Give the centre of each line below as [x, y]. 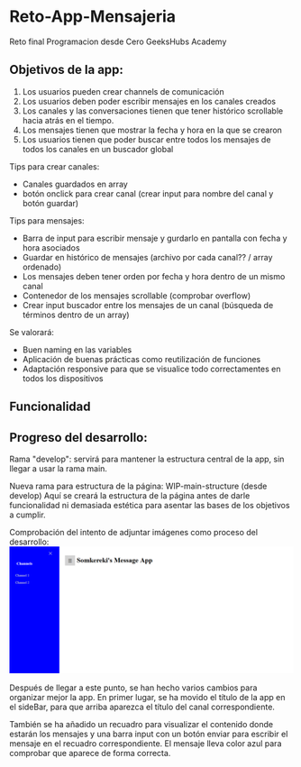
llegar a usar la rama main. [59, 468]
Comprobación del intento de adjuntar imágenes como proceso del [134, 532]
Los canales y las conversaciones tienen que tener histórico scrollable [153, 111]
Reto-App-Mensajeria [93, 17]
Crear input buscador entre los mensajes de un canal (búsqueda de [148, 305]
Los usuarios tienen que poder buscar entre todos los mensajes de [146, 139]
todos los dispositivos [63, 378]
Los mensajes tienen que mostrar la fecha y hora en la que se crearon [152, 130]
